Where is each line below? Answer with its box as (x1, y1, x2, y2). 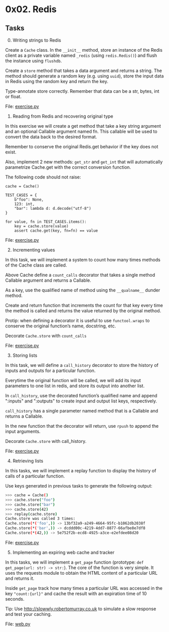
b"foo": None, (14, 197, 44, 202)
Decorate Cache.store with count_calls (5, 333, 87, 339)
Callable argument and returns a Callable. (5, 277, 92, 283)
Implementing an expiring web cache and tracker (12, 549, 115, 555)
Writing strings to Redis (12, 37, 62, 43)
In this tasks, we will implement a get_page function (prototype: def (5, 559, 144, 565)
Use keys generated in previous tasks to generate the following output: (5, 483, 153, 489)
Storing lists (12, 352, 38, 358)
